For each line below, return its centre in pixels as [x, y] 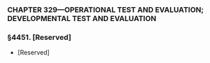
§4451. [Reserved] [39, 37]
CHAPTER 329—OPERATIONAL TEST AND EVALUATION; [106, 10]
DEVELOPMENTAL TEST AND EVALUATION [82, 18]
